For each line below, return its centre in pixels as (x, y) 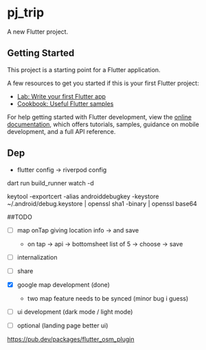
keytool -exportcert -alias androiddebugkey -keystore (83, 196)
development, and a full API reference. (61, 131)
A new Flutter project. (38, 32)
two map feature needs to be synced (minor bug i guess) (108, 298)
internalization (37, 257)
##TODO (20, 217)
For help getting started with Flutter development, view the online (100, 117)
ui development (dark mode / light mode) (75, 312)
